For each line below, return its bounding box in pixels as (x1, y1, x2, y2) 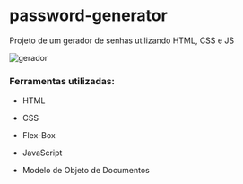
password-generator (9, 5, 168, 26)
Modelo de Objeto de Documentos (22, 165, 150, 176)
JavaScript (22, 147, 63, 158)
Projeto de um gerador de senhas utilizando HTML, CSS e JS (9, 35, 235, 46)
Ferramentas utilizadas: (9, 74, 115, 87)
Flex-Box (22, 130, 56, 141)
